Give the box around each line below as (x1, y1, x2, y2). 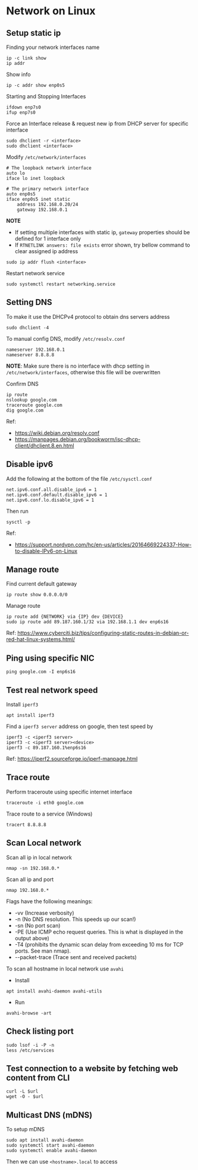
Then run (6, 508, 29, 515)
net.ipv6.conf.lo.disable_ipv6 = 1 (6, 497, 95, 503)
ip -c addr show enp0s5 (6, 82, 65, 88)
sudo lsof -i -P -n (6, 1042, 55, 1048)
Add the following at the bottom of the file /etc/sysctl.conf (6, 475, 153, 482)
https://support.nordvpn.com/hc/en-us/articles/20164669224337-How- (14, 541, 192, 548)
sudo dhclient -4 (6, 325, 49, 331)
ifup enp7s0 (6, 110, 36, 116)
